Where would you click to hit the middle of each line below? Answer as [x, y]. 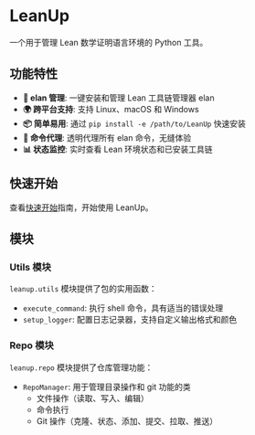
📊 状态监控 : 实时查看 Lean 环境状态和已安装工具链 [117, 149]
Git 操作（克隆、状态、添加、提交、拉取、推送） [127, 420]
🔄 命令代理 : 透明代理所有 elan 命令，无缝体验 [107, 137]
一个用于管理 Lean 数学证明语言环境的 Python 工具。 [109, 42]
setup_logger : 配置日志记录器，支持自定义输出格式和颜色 [130, 320]
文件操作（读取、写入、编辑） [92, 398]
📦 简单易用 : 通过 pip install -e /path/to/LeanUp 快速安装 [134, 123]
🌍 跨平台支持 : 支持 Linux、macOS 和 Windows [111, 109]
